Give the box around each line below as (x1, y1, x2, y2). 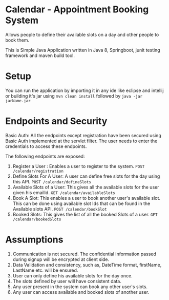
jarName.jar (5, 98, 31, 103)
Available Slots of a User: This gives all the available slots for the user (12, 184, 159, 190)
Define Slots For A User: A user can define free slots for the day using (12, 173, 160, 179)
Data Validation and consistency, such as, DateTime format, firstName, (12, 261, 162, 268)
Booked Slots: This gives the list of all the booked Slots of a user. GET (12, 211, 158, 217)
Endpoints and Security (5, 116, 108, 127)
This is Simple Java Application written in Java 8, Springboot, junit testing (5, 47, 160, 53)
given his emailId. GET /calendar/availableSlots (12, 189, 115, 196)
